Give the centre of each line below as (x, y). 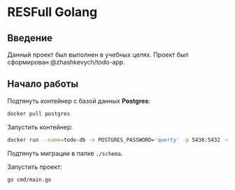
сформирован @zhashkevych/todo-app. (66, 62)
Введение (30, 38)
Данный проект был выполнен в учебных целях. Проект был (98, 54)
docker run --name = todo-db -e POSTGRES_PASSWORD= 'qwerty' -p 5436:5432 (114, 140)
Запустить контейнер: (40, 127)
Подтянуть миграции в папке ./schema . (65, 153)
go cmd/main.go (29, 180)
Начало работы (43, 84)
